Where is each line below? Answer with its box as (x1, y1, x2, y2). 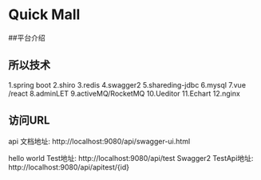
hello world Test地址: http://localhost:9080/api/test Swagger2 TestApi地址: (8, 153, 254, 162)
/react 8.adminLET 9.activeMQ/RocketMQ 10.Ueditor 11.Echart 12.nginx (8, 88, 241, 98)
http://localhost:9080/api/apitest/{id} (8, 162, 130, 172)
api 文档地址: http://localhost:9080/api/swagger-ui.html (8, 136, 191, 146)
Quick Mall (8, 6, 81, 24)
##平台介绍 (8, 33, 45, 42)
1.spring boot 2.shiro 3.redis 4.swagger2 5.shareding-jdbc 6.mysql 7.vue (8, 80, 246, 89)
